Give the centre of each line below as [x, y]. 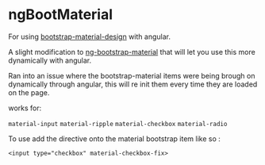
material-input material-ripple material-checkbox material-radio [118, 124]
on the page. [29, 92]
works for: [25, 108]
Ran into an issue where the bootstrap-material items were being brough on [132, 75]
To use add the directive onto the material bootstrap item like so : [114, 138]
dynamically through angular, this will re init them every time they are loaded [133, 84]
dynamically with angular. [50, 60]
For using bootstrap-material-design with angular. [89, 36]
